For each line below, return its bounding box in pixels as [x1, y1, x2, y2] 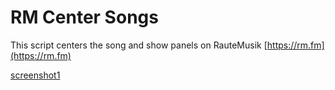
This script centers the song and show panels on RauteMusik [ [10, 39, 268, 51]
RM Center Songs [10, 6, 159, 29]
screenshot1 [10, 69, 61, 81]
